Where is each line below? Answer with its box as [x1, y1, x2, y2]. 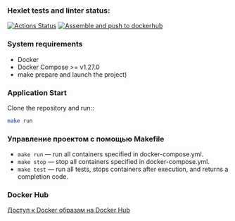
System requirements [7, 39, 83, 49]
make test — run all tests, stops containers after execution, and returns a [17, 165, 229, 174]
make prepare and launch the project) [17, 70, 127, 79]
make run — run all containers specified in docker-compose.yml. [17, 150, 204, 158]
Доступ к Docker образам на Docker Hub [7, 206, 130, 215]
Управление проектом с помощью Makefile [7, 134, 165, 144]
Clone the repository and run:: [7, 103, 94, 112]
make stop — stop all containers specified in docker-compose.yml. [17, 158, 210, 166]
